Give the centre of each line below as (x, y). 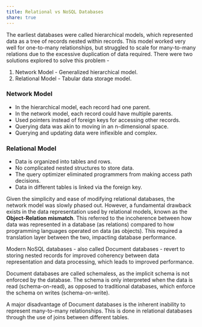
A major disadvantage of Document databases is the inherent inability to (96, 305)
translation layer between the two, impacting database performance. (91, 237)
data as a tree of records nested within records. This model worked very (96, 41)
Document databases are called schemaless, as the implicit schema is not (98, 274)
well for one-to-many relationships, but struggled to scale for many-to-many (101, 47)
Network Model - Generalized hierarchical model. (76, 72)
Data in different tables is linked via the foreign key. (79, 187)
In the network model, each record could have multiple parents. (94, 113)
